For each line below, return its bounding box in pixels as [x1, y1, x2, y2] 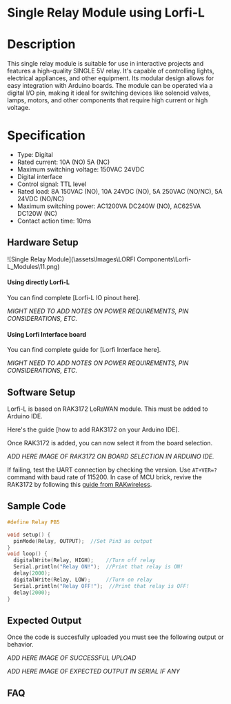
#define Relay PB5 [7, 519, 60, 526]
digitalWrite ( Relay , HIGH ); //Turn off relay [13, 557, 156, 564]
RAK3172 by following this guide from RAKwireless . [7, 481, 152, 489]
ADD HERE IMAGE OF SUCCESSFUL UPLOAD [7, 654, 137, 662]
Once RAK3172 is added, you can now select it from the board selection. [7, 439, 213, 447]
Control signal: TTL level [17, 180, 87, 188]
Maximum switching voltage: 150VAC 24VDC [17, 165, 145, 174]
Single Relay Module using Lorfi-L [7, 5, 205, 21]
